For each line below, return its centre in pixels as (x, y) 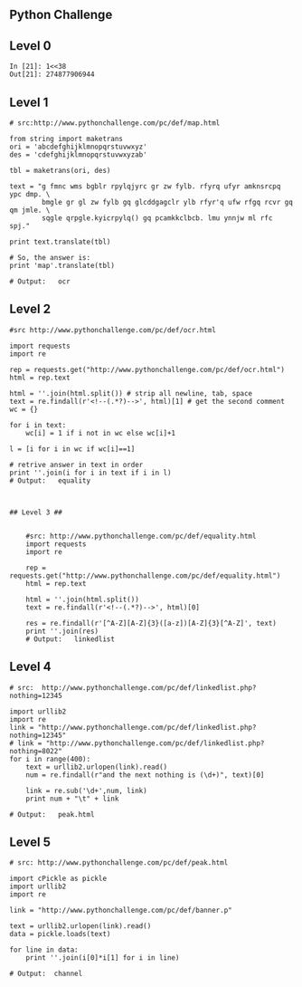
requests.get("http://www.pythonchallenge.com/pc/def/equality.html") (145, 575)
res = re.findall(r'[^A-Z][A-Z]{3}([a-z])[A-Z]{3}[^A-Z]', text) (151, 623)
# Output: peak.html (52, 814)
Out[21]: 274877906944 (52, 75)
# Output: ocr (40, 282)
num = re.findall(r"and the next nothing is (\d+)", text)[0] (145, 775)
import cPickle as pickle (58, 879)
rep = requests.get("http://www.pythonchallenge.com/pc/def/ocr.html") (147, 369)
